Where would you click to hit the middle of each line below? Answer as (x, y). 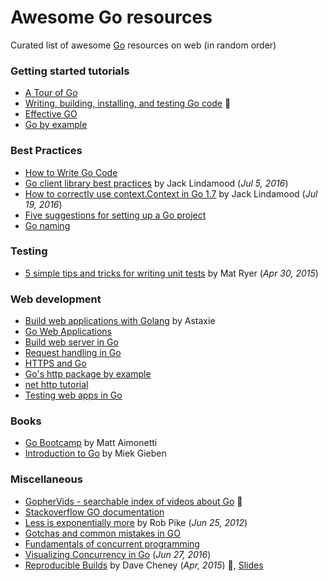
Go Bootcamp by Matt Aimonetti (91, 443)
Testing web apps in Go (73, 395)
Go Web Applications (68, 332)
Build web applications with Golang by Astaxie (120, 321)
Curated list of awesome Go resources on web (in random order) (143, 45)
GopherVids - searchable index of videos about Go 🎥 (133, 501)
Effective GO (51, 114)
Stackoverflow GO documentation (94, 512)
